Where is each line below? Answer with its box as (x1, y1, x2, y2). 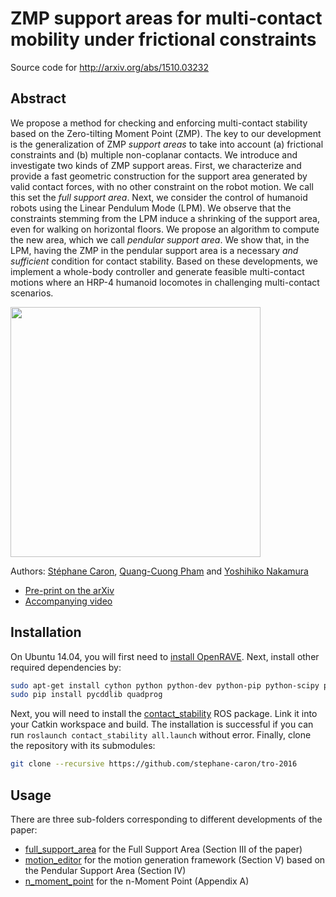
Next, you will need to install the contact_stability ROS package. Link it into (10, 708, 318, 720)
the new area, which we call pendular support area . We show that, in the (10, 233, 310, 246)
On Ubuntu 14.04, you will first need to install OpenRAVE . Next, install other (10, 650, 320, 662)
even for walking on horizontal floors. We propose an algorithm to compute (10, 223, 320, 235)
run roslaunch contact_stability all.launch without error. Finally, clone (10, 729, 312, 741)
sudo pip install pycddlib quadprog (10, 690, 163, 700)
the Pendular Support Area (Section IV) (24, 865, 187, 876)
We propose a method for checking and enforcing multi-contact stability (10, 117, 308, 129)
